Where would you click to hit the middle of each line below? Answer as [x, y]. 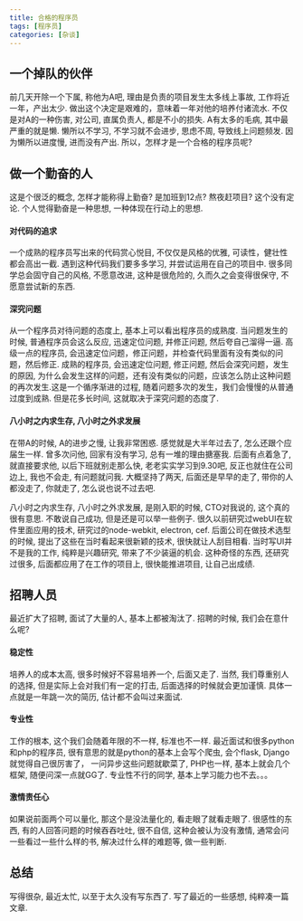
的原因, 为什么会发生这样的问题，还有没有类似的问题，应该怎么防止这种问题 [150, 375]
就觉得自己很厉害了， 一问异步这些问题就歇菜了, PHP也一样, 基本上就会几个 [150, 763]
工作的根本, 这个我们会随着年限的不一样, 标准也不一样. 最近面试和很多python [152, 741]
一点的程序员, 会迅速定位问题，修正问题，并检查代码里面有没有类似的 [146, 353]
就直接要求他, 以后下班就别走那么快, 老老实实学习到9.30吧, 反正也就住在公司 [151, 465]
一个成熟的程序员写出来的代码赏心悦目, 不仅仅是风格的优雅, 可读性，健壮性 [148, 252]
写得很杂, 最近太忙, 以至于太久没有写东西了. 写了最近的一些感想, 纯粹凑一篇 [149, 896]
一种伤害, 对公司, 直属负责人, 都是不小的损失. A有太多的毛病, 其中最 [164, 119]
